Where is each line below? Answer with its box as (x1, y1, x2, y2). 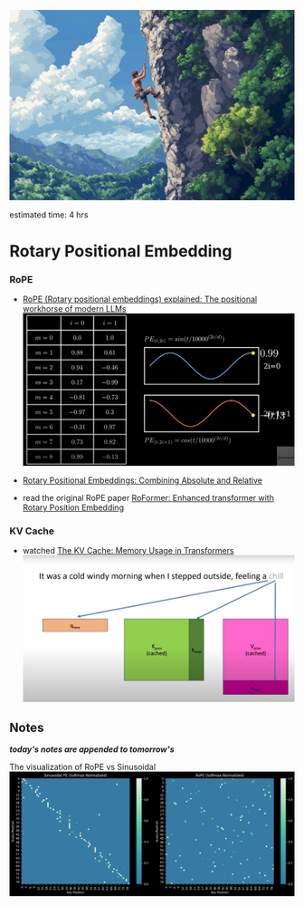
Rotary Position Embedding (22, 502, 125, 513)
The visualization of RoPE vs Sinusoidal (9, 762, 157, 773)
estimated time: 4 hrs (9, 209, 89, 220)
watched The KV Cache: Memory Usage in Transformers (22, 545, 234, 556)
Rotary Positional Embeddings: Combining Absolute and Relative (22, 475, 262, 486)
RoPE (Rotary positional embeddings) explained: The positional (22, 294, 258, 304)
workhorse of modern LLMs (22, 304, 127, 314)
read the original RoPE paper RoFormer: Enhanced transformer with (22, 492, 274, 503)
